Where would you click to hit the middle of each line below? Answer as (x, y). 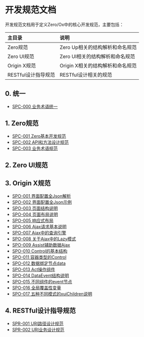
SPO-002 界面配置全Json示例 (42, 202)
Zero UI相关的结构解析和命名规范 (97, 56)
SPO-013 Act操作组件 (34, 269)
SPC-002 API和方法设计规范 (40, 142)
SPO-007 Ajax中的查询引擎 (39, 232)
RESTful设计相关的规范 (86, 75)
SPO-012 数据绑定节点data (39, 263)
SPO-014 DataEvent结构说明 (40, 275)
